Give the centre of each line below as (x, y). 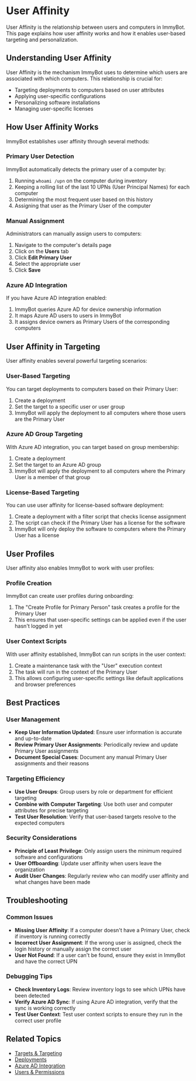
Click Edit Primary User (43, 257)
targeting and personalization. (42, 39)
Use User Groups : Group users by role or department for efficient (94, 791)
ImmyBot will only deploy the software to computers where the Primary (100, 529)
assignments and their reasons (52, 764)
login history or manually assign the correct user (73, 949)
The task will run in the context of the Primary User (76, 672)
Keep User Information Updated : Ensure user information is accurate (98, 732)
